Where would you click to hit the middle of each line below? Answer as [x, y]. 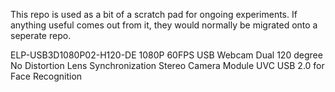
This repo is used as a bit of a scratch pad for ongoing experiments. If [154, 14]
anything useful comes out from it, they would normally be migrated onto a [164, 25]
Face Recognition [46, 76]
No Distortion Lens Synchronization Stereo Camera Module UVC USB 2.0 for [167, 65]
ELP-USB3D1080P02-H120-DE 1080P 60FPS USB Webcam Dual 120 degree [166, 55]
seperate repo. [41, 35]
